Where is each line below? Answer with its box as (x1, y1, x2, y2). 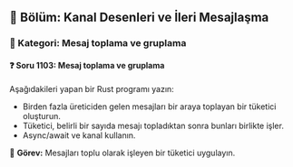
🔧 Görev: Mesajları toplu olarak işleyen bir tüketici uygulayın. (9, 147, 236, 158)
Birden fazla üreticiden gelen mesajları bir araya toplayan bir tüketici (22, 101, 277, 112)
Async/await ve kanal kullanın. (22, 129, 136, 141)
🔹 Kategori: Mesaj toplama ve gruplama (9, 37, 187, 50)
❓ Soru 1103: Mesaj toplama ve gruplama (9, 60, 165, 70)
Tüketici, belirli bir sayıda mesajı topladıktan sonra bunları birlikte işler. (22, 120, 284, 131)
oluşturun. (22, 110, 61, 121)
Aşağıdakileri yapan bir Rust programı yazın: (9, 83, 174, 94)
